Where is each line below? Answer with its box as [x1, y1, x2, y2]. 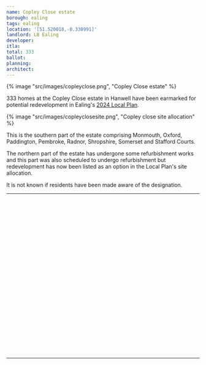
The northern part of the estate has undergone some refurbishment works [6, 150, 194, 157]
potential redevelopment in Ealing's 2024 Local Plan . [6, 101, 139, 109]
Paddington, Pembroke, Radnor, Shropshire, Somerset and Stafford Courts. [6, 138, 196, 145]
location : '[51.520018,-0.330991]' [6, 26, 97, 33]
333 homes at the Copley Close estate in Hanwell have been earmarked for [6, 94, 196, 102]
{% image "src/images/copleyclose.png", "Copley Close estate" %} [6, 83, 177, 90]
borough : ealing [6, 15, 48, 21]
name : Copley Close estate [6, 9, 75, 15]
